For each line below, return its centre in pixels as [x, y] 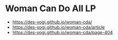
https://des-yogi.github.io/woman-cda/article [59, 27]
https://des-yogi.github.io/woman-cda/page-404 [62, 32]
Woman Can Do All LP [51, 9]
